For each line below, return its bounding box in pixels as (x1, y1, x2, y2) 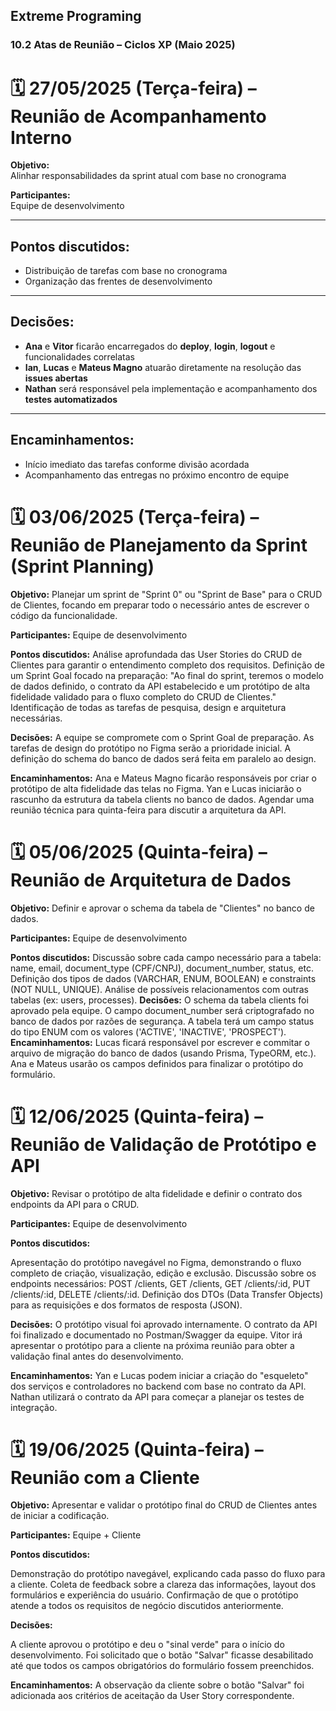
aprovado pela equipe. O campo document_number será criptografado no (10, 1004, 315, 1016)
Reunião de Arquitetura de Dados (10, 869, 292, 891)
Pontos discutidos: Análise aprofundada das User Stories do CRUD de (10, 648, 303, 660)
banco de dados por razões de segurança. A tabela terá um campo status (10, 1015, 315, 1027)
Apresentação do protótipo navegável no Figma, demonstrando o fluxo (10, 1256, 302, 1268)
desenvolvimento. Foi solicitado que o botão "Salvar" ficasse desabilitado (10, 1649, 314, 1661)
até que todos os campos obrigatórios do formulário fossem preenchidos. (10, 1660, 315, 1672)
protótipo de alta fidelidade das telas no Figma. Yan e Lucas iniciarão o (10, 782, 302, 794)
